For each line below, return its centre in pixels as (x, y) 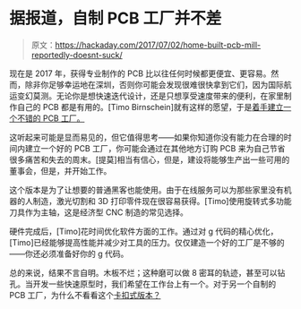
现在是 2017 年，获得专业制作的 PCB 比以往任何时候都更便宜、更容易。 (140, 73)
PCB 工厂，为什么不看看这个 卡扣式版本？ (85, 295)
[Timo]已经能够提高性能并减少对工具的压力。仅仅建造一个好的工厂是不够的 (147, 242)
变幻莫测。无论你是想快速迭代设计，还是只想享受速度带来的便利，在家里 (150, 96)
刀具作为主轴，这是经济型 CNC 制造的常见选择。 (99, 212)
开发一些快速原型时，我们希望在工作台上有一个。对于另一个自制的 (154, 284)
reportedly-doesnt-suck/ (77, 55)
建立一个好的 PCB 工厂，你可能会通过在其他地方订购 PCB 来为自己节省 (155, 148)
